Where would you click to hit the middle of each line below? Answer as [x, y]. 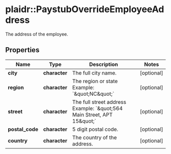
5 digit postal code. [95, 129]
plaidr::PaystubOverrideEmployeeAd [85, 9]
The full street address [99, 102]
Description [104, 64]
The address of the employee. [37, 34]
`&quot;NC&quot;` [93, 94]
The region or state [95, 81]
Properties [22, 50]
